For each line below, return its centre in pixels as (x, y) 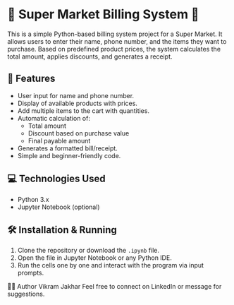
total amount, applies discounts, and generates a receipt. (90, 56)
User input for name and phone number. (76, 95)
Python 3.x (33, 199)
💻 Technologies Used (56, 179)
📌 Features (31, 79)
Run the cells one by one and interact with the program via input (111, 265)
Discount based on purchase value (79, 133)
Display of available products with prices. (77, 103)
